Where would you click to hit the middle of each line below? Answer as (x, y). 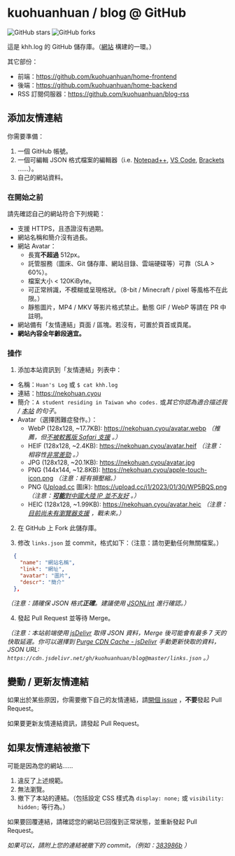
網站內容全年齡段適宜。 (51, 334)
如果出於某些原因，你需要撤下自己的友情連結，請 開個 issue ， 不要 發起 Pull (115, 700)
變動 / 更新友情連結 (48, 682)
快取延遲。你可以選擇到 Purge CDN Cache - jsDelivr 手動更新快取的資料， (114, 641)
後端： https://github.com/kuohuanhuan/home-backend (97, 85)
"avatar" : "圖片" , (45, 576)
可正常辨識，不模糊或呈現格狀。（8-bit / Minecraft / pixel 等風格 (119, 290)
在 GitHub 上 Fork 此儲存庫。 (59, 528)
